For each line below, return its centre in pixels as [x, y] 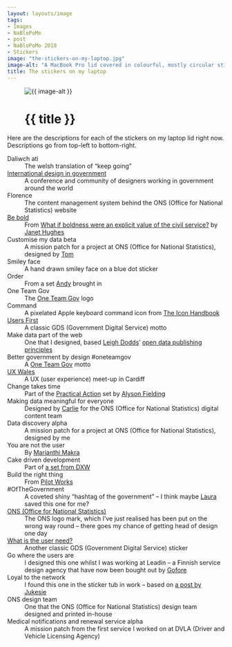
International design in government [57, 174]
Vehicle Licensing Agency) [62, 636]
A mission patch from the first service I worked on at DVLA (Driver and [125, 629]
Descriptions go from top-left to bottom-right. [72, 145]
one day [36, 534]
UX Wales [21, 372]
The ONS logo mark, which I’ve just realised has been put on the [116, 518]
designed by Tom [49, 254]
